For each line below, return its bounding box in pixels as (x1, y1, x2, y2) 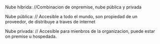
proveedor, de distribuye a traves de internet (5, 19, 96, 24)
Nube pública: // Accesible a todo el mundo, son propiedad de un (5, 14, 138, 19)
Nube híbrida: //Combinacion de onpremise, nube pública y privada (5, 4, 142, 10)
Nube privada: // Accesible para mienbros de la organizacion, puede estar (5, 28, 155, 34)
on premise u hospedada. (5, 34, 57, 39)
